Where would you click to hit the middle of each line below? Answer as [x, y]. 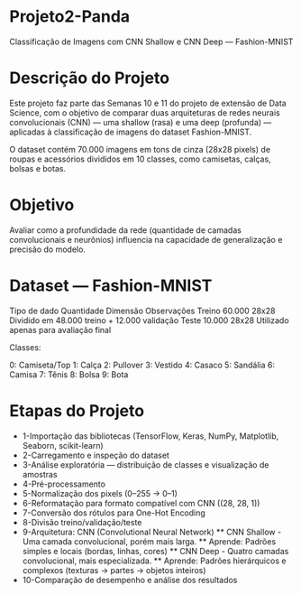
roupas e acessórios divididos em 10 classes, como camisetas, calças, [141, 159]
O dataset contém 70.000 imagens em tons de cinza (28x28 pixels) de [140, 149]
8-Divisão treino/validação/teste [82, 522]
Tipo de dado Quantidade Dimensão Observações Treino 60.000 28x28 [142, 311]
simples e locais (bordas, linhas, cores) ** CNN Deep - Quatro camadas [155, 551]
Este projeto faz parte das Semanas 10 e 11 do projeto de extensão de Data [148, 103]
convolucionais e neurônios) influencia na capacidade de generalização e [146, 239]
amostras [40, 474]
